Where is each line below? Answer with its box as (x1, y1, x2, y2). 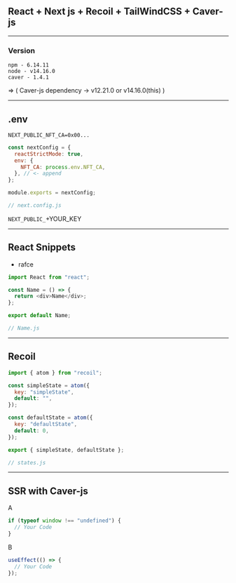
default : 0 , (14, 427, 50, 434)
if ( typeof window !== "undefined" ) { (8, 517, 121, 525)
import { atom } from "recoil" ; (8, 369, 102, 376)
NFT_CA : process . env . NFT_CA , (20, 163, 106, 170)
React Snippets (8, 241, 76, 253)
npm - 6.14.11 (8, 62, 50, 69)
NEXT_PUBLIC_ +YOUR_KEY (8, 214, 82, 223)
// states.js (8, 459, 46, 466)
